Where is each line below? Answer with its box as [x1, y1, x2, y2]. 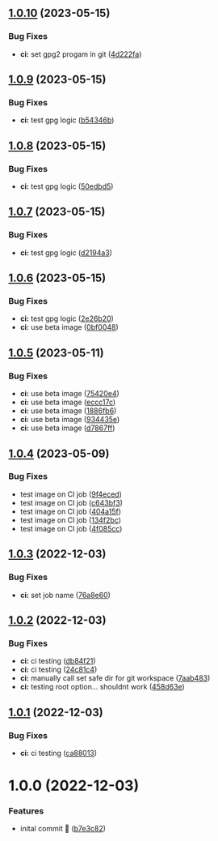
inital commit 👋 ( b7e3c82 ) [19, 824, 107, 834]
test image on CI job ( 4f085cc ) [19, 523, 123, 533]
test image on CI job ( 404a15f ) [19, 506, 121, 516]
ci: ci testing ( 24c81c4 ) [19, 664, 98, 675]
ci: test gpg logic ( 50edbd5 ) [19, 181, 114, 191]
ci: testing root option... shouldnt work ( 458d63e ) [19, 682, 186, 692]
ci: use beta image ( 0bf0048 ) [19, 322, 119, 332]
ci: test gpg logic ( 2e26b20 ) [19, 314, 115, 323]
